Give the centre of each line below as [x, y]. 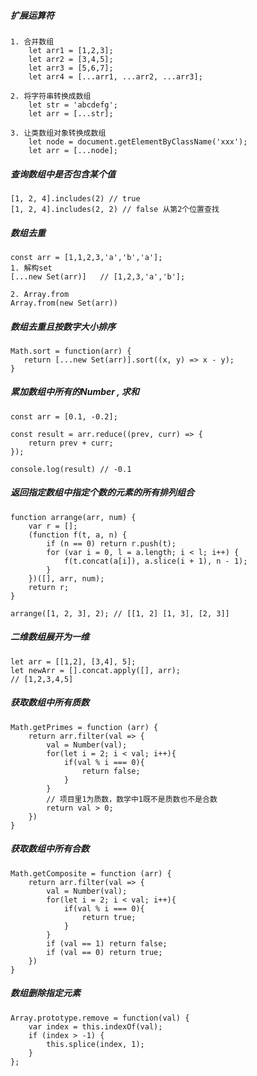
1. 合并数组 [32, 41]
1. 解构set [31, 268]
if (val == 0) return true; [104, 952]
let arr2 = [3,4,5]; [71, 59]
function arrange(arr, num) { [73, 517]
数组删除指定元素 [45, 993]
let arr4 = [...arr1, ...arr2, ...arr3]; [115, 76]
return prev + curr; [71, 443]
